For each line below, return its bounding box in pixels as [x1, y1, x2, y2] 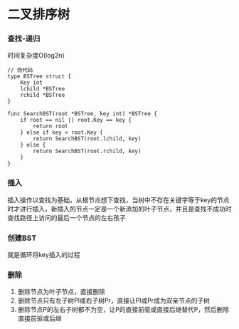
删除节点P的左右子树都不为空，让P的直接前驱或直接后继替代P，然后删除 [17, 305, 230, 314]
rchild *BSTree [20, 92, 65, 99]
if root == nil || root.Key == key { [20, 117, 132, 124]
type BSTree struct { [7, 73, 72, 80]
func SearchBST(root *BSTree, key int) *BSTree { [7, 110, 158, 117]
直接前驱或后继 [17, 314, 62, 323]
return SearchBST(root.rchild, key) [33, 147, 142, 155]
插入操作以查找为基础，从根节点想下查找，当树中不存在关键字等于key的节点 [7, 195, 230, 204]
